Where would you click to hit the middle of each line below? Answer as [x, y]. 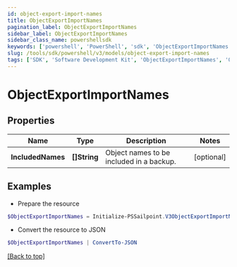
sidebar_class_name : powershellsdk [60, 40]
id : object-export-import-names [55, 14]
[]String [85, 157]
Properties [31, 121]
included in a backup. [141, 161]
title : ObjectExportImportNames [55, 20]
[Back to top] [26, 256]
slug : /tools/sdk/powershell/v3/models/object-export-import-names [109, 54]
